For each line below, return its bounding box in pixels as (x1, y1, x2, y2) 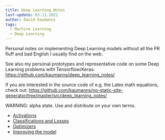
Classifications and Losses (12, 118, 69, 124)
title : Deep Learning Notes (5, 7, 65, 13)
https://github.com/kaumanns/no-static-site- (29, 87, 124, 93)
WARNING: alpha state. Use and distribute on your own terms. (5, 103, 136, 108)
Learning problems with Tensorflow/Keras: (5, 66, 95, 72)
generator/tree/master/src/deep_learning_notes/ (5, 93, 107, 98)
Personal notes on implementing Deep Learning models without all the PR (5, 46, 160, 51)
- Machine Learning (10, 27, 52, 32)
